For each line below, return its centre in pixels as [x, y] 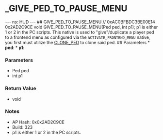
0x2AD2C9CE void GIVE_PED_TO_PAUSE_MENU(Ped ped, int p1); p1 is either [81, 27]
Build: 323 [22, 127]
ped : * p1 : [15, 47]
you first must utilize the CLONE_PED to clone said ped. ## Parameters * [78, 42]
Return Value [21, 89]
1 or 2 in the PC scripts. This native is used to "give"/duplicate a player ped [80, 32]
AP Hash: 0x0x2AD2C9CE [38, 122]
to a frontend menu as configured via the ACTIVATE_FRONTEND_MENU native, [78, 37]
